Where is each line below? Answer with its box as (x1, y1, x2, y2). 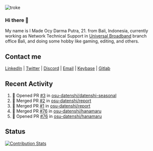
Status (5, 128, 26, 136)
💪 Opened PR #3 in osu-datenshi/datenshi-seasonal (12, 92, 117, 98)
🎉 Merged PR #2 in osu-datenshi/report (12, 98, 92, 104)
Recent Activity (5, 80, 53, 88)
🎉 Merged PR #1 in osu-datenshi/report (12, 103, 91, 108)
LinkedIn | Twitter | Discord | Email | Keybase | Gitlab (5, 65, 111, 71)
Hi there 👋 (5, 17, 29, 23)
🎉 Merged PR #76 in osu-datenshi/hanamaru (12, 108, 102, 114)
